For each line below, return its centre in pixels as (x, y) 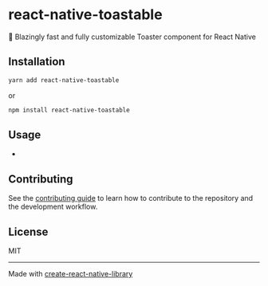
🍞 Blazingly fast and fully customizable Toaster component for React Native (132, 37)
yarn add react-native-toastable (64, 80)
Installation (37, 62)
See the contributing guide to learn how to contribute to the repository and (131, 198)
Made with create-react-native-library (71, 273)
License (28, 231)
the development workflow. (53, 207)
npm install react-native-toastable (69, 110)
